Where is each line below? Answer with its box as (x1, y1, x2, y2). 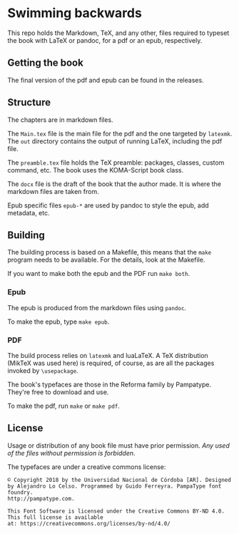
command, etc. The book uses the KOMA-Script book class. (7, 165, 184, 174)
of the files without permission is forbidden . (7, 448, 136, 457)
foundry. (7, 488, 34, 496)
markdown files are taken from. (7, 187, 99, 195)
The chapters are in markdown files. (7, 115, 113, 124)
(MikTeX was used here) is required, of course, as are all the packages (7, 359, 215, 367)
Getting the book (7, 57, 83, 69)
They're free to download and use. (7, 387, 109, 396)
